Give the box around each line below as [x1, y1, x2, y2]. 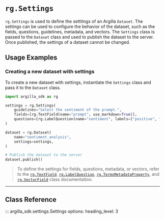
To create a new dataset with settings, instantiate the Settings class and [5, 79, 151, 85]
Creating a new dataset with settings [5, 68, 95, 75]
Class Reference [5, 195, 56, 204]
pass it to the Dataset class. [5, 84, 61, 90]
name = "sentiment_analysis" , [14, 135, 71, 139]
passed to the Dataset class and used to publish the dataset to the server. [5, 34, 154, 40]
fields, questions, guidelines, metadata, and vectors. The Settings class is [5, 28, 155, 34]
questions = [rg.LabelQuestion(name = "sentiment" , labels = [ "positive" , [14, 117, 157, 122]
